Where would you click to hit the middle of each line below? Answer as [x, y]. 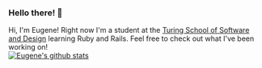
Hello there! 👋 [36, 13]
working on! [28, 47]
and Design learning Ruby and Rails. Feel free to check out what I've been [131, 38]
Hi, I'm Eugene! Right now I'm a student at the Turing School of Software [129, 30]
